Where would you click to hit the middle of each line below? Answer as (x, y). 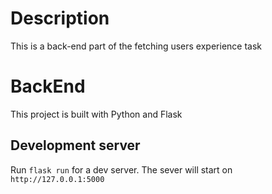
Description (60, 18)
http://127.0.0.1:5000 (57, 179)
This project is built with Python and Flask (96, 114)
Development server (75, 145)
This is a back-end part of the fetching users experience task (136, 46)
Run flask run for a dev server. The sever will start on (121, 169)
